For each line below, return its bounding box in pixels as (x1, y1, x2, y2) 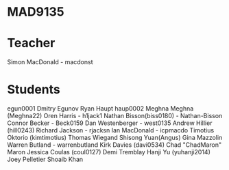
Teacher (7, 36, 56, 51)
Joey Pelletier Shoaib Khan (7, 155, 84, 164)
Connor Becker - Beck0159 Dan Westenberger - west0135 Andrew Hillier (7, 119, 213, 127)
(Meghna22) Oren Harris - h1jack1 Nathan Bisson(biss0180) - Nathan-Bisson (7, 112, 223, 120)
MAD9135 (7, 4, 64, 20)
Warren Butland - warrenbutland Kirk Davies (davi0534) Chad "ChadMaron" (7, 141, 222, 149)
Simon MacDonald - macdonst (7, 58, 93, 66)
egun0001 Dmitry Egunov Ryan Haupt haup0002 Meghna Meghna (7, 104, 194, 113)
